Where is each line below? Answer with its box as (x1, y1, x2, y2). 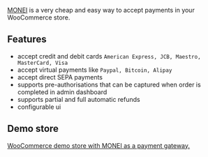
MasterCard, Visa (17, 59, 68, 66)
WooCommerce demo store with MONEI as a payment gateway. (7, 141, 191, 149)
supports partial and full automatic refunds (17, 95, 141, 103)
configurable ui (17, 103, 61, 111)
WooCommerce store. (7, 13, 70, 22)
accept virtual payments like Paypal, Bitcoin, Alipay (17, 66, 172, 74)
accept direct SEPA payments (17, 73, 103, 81)
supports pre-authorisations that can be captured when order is (17, 80, 201, 89)
